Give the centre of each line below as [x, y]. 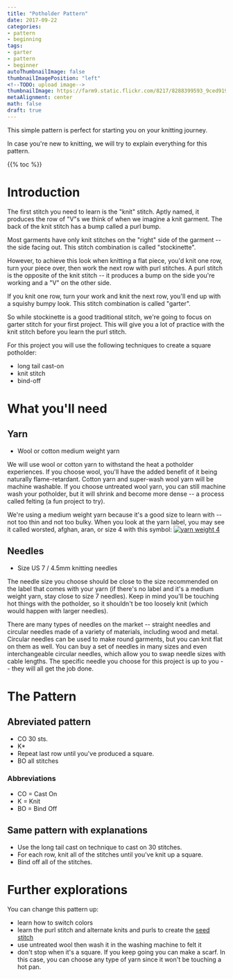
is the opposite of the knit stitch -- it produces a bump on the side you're [111, 275]
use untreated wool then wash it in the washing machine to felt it [110, 945]
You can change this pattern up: [53, 909]
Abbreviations [32, 779]
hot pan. [29, 967]
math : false [24, 104]
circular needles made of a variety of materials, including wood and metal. [113, 631]
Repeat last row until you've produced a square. [86, 753]
